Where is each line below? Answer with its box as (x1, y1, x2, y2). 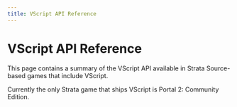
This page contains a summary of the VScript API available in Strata (7, 64, 205, 73)
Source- (206, 64, 231, 73)
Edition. (7, 92, 30, 101)
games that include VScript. (27, 71, 109, 80)
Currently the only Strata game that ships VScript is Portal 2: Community (7, 85, 219, 94)
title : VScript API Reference (7, 10, 97, 18)
